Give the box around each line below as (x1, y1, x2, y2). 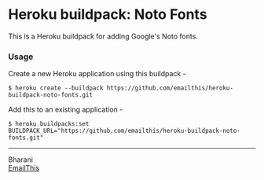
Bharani (8, 155, 34, 164)
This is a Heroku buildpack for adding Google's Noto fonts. (8, 31, 199, 41)
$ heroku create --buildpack (8, 84, 104, 92)
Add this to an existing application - (8, 105, 123, 115)
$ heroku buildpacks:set (8, 120, 90, 128)
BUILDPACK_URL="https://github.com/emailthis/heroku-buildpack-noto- (8, 127, 241, 135)
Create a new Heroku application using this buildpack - (8, 69, 186, 79)
